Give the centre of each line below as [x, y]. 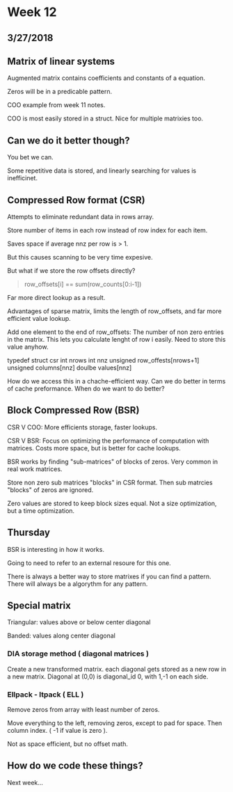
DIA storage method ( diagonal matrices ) [78, 654]
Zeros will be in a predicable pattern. [60, 92]
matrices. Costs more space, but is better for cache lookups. [94, 448]
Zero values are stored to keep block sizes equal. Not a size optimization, [112, 503]
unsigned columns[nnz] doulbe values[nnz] [70, 368]
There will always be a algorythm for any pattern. [78, 584]
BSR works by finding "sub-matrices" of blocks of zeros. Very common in [113, 461]
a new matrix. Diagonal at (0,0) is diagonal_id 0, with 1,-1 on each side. [108, 676]
